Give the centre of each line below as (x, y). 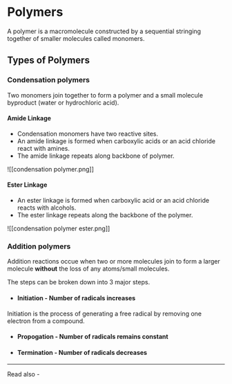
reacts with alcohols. (47, 208)
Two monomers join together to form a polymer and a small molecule (105, 95)
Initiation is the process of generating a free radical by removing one (105, 313)
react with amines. (43, 148)
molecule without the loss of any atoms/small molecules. (88, 269)
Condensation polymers (49, 80)
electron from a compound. (46, 321)
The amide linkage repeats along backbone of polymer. (96, 156)
